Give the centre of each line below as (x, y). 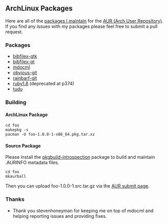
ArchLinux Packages (39, 8)
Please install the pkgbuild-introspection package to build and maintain (80, 157)
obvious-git (25, 73)
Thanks (15, 199)
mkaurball (16, 177)
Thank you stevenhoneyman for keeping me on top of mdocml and (83, 211)
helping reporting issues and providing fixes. (60, 216)
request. (14, 32)
